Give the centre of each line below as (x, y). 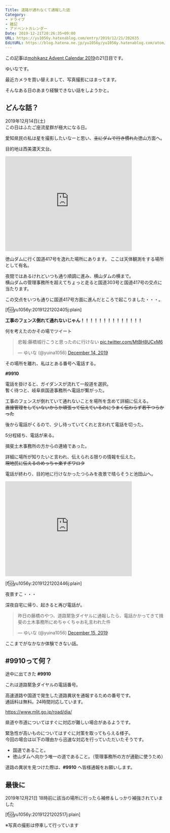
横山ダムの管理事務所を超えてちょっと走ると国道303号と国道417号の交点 (81, 282)
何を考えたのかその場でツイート (38, 331)
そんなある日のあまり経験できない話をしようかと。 (58, 90)
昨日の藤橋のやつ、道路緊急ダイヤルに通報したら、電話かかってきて (88, 615)
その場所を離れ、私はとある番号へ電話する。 (52, 363)
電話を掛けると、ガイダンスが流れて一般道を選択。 (58, 384)
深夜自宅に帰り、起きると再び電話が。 (45, 605)
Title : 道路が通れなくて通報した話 (38, 10)
